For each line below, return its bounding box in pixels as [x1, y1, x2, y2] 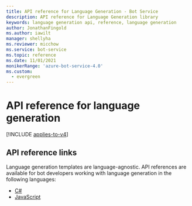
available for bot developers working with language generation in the [6, 169, 172, 176]
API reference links [6, 147, 77, 158]
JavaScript [14, 193, 41, 200]
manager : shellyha [6, 36, 51, 42]
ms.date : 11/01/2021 [6, 57, 57, 63]
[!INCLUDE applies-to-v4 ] [6, 131, 68, 138]
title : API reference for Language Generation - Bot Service [6, 8, 159, 15]
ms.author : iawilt [6, 30, 51, 36]
